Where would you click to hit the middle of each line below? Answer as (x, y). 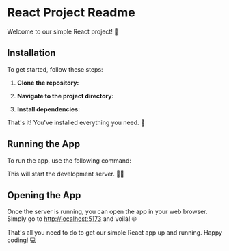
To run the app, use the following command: (69, 160)
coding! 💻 (22, 240)
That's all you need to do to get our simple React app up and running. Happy (115, 233)
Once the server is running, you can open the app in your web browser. (107, 212)
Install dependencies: (49, 109)
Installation (31, 53)
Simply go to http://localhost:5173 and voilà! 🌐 (72, 219)
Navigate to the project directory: (65, 96)
